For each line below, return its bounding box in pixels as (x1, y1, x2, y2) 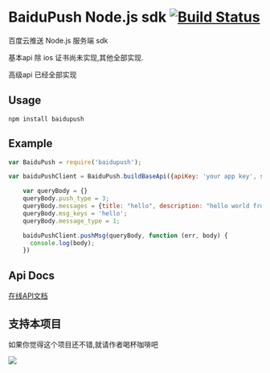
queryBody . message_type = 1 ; (22, 217, 121, 225)
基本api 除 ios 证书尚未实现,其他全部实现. (8, 52, 144, 62)
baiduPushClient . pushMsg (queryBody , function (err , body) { (22, 232, 228, 240)
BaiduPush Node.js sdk (8, 8, 167, 27)
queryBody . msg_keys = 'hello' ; (22, 209, 128, 217)
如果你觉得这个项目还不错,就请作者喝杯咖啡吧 (8, 339, 159, 349)
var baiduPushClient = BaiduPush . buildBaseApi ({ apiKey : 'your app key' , (8, 173, 257, 181)
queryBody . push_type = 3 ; (22, 195, 110, 203)
